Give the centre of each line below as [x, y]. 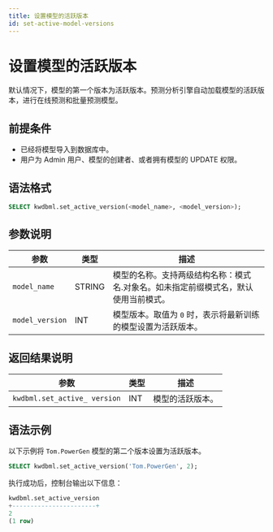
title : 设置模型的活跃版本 [49, 16]
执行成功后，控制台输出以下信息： [65, 483]
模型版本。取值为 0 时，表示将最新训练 [186, 314]
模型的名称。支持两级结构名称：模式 [182, 275]
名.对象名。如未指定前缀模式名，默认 [183, 287]
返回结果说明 [41, 358]
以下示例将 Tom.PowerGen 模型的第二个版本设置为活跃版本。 [107, 451]
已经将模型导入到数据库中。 [67, 149]
